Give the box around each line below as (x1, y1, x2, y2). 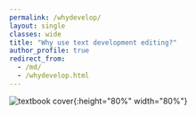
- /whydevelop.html (17, 71, 90, 80)
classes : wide (9, 29, 62, 38)
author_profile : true (9, 46, 90, 55)
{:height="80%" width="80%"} (72, 95, 188, 106)
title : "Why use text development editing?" (9, 37, 177, 47)
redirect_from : (9, 54, 66, 63)
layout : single (9, 21, 66, 30)
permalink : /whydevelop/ (9, 12, 102, 22)
